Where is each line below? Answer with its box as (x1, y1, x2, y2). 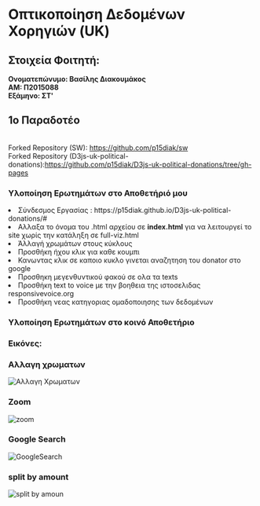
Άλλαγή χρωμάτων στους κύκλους (18, 239, 133, 248)
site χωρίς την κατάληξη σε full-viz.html (8, 230, 140, 240)
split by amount (8, 471, 69, 482)
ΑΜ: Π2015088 (8, 82, 59, 92)
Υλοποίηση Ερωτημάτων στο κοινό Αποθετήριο (8, 317, 195, 328)
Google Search (8, 434, 66, 445)
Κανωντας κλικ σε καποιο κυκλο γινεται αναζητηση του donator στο (18, 255, 241, 265)
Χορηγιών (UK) (8, 22, 110, 40)
